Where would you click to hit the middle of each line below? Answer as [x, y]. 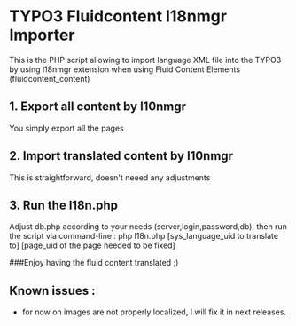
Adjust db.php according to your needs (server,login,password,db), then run [148, 227]
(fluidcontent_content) [50, 78]
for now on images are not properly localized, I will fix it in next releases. [154, 312]
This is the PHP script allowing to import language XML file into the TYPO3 [145, 60]
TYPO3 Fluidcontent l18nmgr [118, 16]
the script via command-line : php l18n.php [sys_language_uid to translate [144, 236]
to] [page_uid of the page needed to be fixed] [92, 245]
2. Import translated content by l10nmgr [121, 156]
